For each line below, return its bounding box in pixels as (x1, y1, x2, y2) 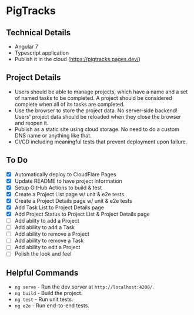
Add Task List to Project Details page (14, 204, 105, 211)
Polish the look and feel (14, 250, 72, 257)
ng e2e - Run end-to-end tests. (14, 302, 90, 309)
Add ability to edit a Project (14, 244, 81, 251)
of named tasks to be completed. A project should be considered (14, 94, 172, 101)
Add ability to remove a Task (14, 237, 84, 244)
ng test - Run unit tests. (14, 296, 73, 303)
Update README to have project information (14, 177, 122, 185)
